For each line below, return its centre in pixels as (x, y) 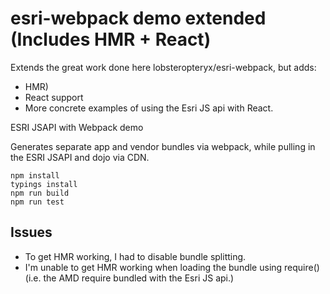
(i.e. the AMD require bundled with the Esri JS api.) (129, 278)
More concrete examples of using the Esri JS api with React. (149, 108)
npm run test (37, 202)
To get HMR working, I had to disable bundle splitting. (135, 256)
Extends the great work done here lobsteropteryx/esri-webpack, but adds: (163, 67)
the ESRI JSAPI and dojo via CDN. (80, 157)
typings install (44, 184)
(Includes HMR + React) (111, 39)
